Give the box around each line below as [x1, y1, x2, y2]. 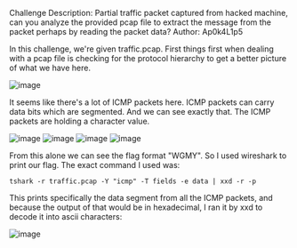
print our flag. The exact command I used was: [9, 160, 181, 170]
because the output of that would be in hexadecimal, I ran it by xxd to [9, 202, 263, 212]
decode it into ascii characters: [9, 212, 123, 221]
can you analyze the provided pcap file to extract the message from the [9, 17, 272, 28]
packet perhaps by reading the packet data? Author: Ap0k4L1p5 [9, 27, 243, 36]
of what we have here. [9, 62, 92, 73]
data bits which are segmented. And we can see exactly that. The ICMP [9, 107, 271, 116]
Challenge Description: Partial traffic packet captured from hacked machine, [9, 8, 289, 18]
